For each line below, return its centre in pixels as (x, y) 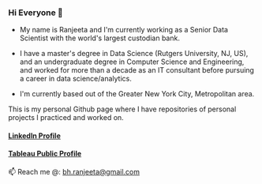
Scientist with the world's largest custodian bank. (99, 38)
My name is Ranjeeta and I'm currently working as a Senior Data (124, 30)
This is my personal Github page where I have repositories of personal (122, 109)
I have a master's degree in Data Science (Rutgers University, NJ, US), (134, 54)
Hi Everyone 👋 (36, 13)
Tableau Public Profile (45, 154)
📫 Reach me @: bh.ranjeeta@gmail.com (74, 172)
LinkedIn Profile (34, 135)
